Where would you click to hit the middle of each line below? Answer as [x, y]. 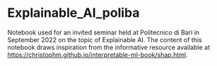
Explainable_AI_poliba [74, 13]
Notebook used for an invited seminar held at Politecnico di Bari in [104, 32]
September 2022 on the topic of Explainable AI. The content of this [105, 39]
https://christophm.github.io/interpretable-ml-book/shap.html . [98, 55]
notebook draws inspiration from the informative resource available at [109, 47]
